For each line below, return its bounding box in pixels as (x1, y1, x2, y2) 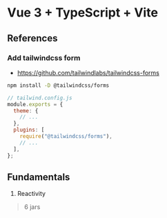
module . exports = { (7, 101, 63, 108)
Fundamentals (7, 171, 70, 183)
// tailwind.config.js (7, 95, 72, 101)
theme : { (13, 107, 39, 115)
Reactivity (17, 190, 46, 198)
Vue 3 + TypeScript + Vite (7, 5, 159, 21)
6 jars (23, 203, 41, 211)
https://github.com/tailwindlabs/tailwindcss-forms (17, 68, 160, 77)
